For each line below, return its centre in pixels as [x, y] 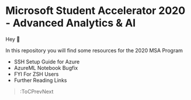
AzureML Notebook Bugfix [46, 67]
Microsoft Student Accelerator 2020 [95, 11]
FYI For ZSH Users [36, 74]
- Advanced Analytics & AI [71, 23]
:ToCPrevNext [37, 91]
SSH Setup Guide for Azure [47, 62]
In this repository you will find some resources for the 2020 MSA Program [94, 50]
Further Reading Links [40, 80]
